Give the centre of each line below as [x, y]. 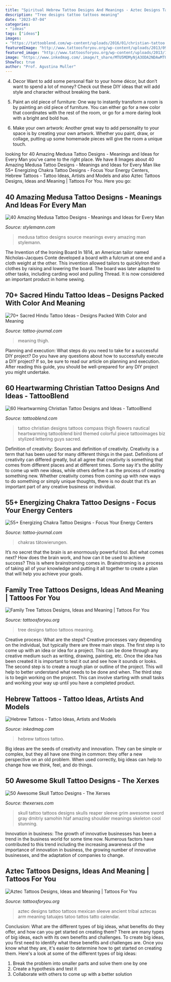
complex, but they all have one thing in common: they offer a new [74, 754]
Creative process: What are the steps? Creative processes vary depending [83, 640]
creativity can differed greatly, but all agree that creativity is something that [84, 459]
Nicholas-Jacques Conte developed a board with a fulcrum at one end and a [85, 257]
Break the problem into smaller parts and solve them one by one [80, 963]
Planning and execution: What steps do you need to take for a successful [82, 350]
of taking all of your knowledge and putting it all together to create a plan [82, 568]
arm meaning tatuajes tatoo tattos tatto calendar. [69, 916]
